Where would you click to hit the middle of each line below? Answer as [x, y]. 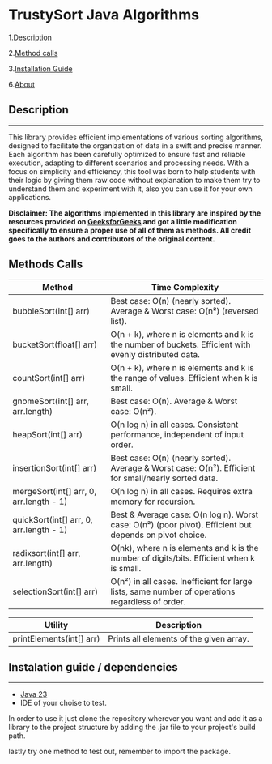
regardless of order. [148, 601]
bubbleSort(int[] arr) [51, 311]
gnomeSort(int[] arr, [51, 401]
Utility [56, 625]
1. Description [30, 37]
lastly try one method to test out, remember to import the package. [119, 752]
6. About [21, 84]
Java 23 [34, 694]
